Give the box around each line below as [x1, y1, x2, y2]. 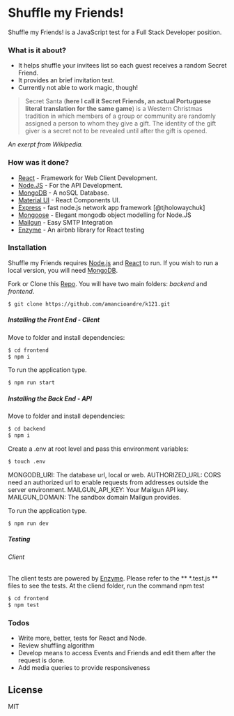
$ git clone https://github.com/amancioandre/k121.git [8, 300, 171, 308]
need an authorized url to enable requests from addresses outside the [8, 478, 209, 486]
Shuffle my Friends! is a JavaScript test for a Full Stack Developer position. [8, 28, 222, 36]
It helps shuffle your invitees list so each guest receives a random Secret [17, 61, 227, 70]
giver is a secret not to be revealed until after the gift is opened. [24, 127, 208, 135]
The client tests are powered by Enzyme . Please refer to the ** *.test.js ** [8, 574, 219, 583]
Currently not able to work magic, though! [17, 84, 139, 92]
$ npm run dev [8, 520, 49, 527]
